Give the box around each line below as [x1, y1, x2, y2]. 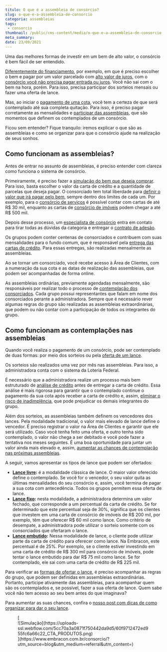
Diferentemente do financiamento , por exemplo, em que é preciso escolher [5, 68, 160, 74]
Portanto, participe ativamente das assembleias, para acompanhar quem [5, 580, 155, 586]
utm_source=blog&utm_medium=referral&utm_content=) [17, 641, 134, 648]
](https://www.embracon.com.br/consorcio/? [17, 636, 110, 642]
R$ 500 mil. [5, 210, 29, 216]
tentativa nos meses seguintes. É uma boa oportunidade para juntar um [5, 439, 152, 446]
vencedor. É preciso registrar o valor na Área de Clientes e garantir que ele [5, 424, 159, 430]
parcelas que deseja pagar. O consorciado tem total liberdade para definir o [5, 188, 161, 194]
